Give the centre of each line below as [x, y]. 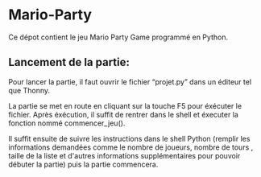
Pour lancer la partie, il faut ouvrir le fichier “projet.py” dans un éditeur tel [130, 81]
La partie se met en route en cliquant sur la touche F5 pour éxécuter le [125, 105]
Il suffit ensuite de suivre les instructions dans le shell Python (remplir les [129, 138]
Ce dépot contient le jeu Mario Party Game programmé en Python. [118, 37]
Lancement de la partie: [69, 62]
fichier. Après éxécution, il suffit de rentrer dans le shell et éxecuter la [124, 114]
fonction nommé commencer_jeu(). [67, 123]
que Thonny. [29, 90]
